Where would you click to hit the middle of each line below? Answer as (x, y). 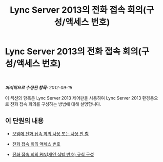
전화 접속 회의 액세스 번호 (36, 144)
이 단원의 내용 (24, 121)
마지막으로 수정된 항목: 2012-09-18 (39, 87)
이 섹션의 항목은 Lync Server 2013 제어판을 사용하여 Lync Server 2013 (73, 98)
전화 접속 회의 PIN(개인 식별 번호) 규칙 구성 (53, 154)
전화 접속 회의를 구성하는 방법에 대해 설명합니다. (56, 104)
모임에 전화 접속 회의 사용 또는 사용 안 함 (51, 133)
